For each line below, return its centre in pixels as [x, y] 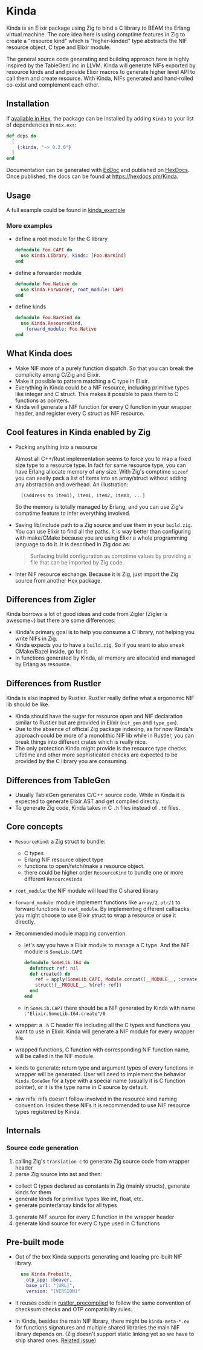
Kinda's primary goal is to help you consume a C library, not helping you [105, 632]
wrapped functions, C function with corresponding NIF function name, [102, 1050]
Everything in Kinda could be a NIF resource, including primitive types [102, 387]
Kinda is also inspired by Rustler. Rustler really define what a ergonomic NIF [100, 698]
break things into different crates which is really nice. [81, 742]
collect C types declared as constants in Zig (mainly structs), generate [102, 1186]
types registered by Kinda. [48, 1111]
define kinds [31, 306]
